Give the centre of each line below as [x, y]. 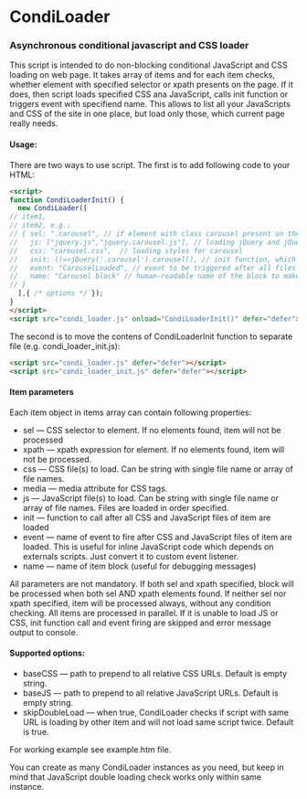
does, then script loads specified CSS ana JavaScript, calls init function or [149, 94]
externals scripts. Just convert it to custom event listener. [131, 556]
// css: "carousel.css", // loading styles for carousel [127, 250]
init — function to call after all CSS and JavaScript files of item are [147, 517]
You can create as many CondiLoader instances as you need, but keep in [147, 767]
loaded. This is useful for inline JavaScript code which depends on [148, 547]
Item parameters [42, 392]
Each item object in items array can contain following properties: [131, 412]
